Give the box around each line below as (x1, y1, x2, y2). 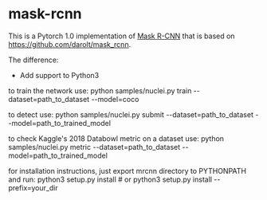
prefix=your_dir (8, 182, 58, 192)
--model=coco (91, 94, 139, 104)
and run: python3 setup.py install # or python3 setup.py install (8, 175, 213, 184)
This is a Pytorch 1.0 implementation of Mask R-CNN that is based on (8, 31, 235, 41)
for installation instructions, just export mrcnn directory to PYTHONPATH (8, 166, 247, 175)
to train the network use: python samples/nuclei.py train (8, 85, 192, 96)
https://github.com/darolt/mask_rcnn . (8, 39, 132, 49)
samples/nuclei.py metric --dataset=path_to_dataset (8, 142, 181, 151)
